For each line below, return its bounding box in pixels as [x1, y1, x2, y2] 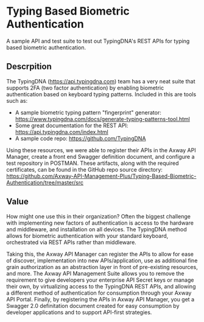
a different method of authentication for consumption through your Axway [6, 289, 192, 296]
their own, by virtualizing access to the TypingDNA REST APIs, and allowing [6, 282, 196, 290]
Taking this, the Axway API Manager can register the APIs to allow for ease [6, 250, 194, 257]
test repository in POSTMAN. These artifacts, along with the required [6, 159, 179, 167]
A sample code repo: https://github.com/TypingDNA [15, 135, 146, 142]
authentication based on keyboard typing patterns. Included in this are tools [6, 90, 197, 98]
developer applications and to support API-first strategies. [6, 309, 152, 316]
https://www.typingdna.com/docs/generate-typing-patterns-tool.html [15, 115, 190, 122]
